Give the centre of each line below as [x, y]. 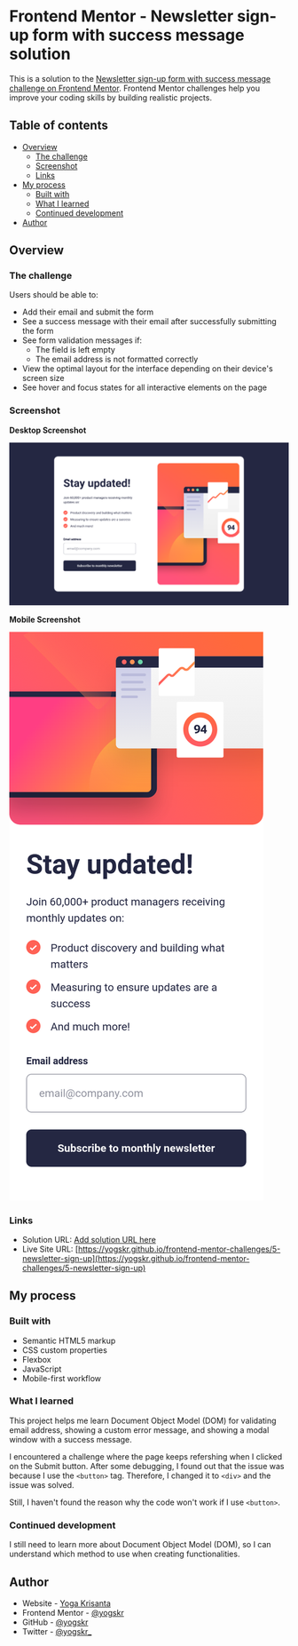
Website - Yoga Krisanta [66, 1603]
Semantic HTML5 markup [69, 1340]
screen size [43, 378]
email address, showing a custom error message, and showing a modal [139, 1430]
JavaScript [42, 1369]
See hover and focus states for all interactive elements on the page [145, 387]
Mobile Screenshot [45, 619]
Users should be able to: [54, 295]
